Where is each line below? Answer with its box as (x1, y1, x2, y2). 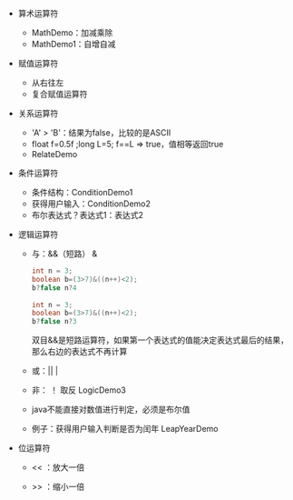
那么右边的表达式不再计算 (31, 346, 128, 357)
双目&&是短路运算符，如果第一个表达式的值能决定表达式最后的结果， (31, 335, 288, 345)
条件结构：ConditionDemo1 (31, 187, 133, 197)
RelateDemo (31, 149, 78, 159)
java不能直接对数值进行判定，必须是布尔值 (31, 404, 190, 415)
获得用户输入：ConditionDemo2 (31, 198, 151, 209)
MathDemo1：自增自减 (31, 39, 116, 49)
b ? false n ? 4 (31, 283, 77, 293)
